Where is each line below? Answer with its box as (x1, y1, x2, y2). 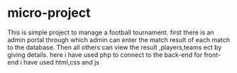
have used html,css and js (23, 58, 99, 66)
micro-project (7, 5, 91, 21)
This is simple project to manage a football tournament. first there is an (7, 28, 214, 36)
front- (204, 51, 221, 59)
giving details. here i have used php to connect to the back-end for (7, 51, 203, 59)
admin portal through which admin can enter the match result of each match (7, 35, 231, 44)
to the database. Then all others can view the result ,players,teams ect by (7, 43, 222, 51)
